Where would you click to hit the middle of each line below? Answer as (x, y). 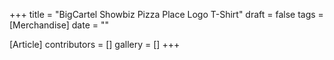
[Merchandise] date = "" (59, 25)
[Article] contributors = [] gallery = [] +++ (95, 44)
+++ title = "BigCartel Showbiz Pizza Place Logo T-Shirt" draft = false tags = (166, 14)
